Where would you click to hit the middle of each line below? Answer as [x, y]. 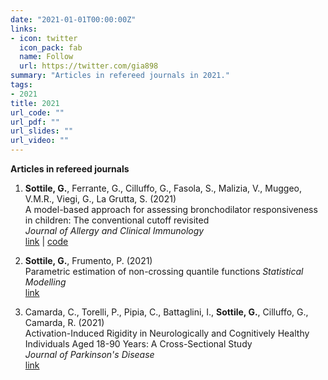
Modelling [45, 282]
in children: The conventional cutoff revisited [117, 220]
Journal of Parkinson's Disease [89, 354]
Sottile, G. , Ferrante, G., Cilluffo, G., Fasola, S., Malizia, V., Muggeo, [163, 188]
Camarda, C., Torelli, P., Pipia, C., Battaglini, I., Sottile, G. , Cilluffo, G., [166, 312]
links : [24, 29]
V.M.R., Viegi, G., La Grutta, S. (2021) [100, 199]
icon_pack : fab [51, 47]
